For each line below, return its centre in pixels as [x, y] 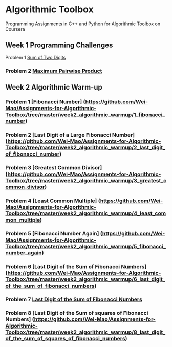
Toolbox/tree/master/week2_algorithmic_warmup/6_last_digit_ [85, 279]
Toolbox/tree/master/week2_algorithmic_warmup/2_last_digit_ [85, 147]
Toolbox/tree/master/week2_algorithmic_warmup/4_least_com [86, 213]
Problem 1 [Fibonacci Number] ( [45, 102]
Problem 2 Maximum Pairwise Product [54, 71]
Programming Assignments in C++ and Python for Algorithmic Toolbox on [83, 24]
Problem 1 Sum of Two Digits [36, 57]
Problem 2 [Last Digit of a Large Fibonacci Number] [70, 135]
